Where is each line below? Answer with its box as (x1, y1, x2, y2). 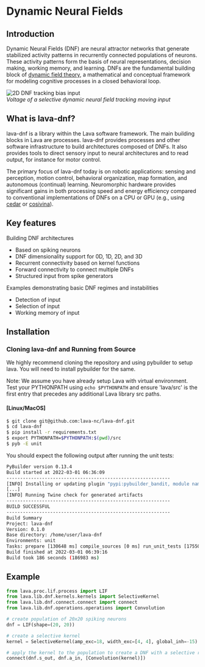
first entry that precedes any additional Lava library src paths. (6, 390, 162, 398)
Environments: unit (6, 538, 56, 544)
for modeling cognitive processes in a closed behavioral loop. (6, 78, 161, 85)
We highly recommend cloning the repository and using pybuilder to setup (6, 359, 193, 366)
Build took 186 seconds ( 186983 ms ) (6, 554, 99, 561)
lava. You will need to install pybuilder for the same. (6, 366, 136, 373)
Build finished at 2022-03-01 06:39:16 (6, 549, 108, 556)
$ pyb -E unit (6, 441, 43, 447)
